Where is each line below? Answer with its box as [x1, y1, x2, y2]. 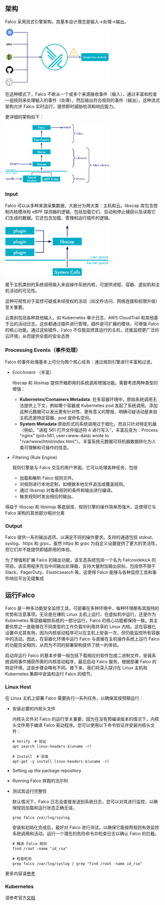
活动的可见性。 [9, 288, 40, 294]
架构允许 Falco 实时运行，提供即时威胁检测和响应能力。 [5, 104, 118, 110]
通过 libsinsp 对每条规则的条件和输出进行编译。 [19, 487, 115, 493]
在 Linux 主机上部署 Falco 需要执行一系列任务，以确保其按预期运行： [5, 695, 144, 701]
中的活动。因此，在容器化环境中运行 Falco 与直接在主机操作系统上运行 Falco [5, 636, 160, 642]
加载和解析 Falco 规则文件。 [19, 475, 77, 481]
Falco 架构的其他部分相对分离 [5, 510, 65, 516]
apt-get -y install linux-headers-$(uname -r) [12, 759, 110, 764]
